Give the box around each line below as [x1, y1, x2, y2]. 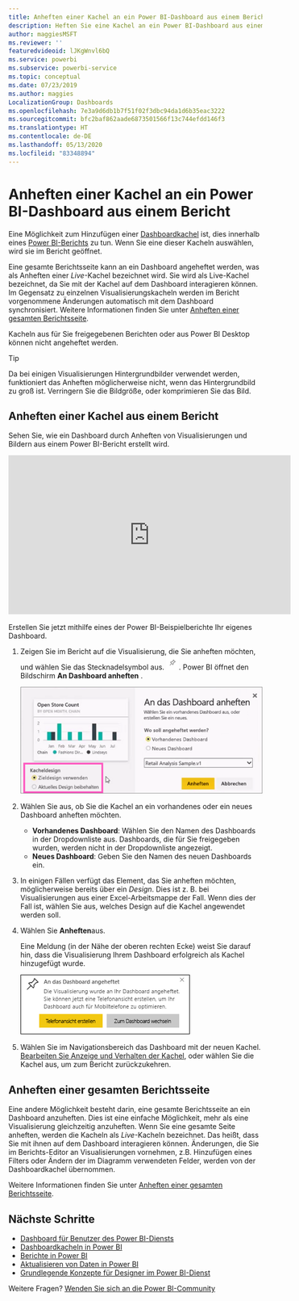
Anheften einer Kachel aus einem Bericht [8, 409, 219, 423]
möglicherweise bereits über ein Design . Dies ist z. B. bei [19, 884, 210, 894]
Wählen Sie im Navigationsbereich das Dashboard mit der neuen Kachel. [19, 1043, 261, 1052]
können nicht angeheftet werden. [8, 338, 118, 347]
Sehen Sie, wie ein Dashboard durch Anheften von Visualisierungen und [8, 430, 247, 440]
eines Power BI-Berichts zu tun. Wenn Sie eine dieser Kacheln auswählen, [8, 237, 254, 247]
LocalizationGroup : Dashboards [8, 98, 114, 107]
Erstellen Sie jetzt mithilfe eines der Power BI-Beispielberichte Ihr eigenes [8, 623, 252, 632]
